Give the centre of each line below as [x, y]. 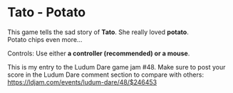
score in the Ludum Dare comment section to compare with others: [106, 75]
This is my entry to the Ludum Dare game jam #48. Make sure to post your [116, 67]
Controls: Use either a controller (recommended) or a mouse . [99, 53]
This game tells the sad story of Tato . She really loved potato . [98, 32]
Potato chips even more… [45, 39]
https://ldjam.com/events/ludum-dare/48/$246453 [82, 82]
